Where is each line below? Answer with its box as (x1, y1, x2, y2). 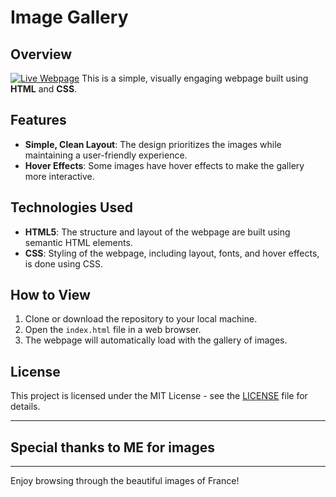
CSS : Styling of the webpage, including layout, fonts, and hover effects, (24, 247, 320, 259)
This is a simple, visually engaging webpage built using (81, 72, 309, 84)
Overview (10, 46, 73, 63)
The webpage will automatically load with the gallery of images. (24, 334, 288, 346)
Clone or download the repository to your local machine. (24, 313, 258, 325)
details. (10, 401, 41, 413)
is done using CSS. (24, 257, 103, 270)
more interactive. (24, 170, 95, 182)
